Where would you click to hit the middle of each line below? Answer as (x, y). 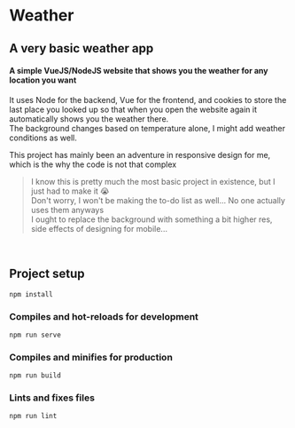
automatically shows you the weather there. (89, 119)
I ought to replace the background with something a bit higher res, (151, 219)
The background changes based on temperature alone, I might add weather (147, 128)
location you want (43, 80)
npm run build (35, 376)
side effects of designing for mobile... (99, 228)
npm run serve (35, 335)
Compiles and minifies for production (91, 357)
